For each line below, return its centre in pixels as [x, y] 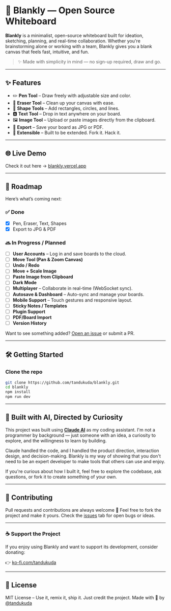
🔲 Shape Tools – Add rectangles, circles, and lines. [66, 108]
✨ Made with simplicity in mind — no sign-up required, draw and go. [89, 61]
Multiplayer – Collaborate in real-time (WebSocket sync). [73, 288]
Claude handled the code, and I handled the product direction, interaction [82, 450]
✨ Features [23, 83]
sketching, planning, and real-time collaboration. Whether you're [73, 41]
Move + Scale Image [35, 271]
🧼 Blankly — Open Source [60, 10]
